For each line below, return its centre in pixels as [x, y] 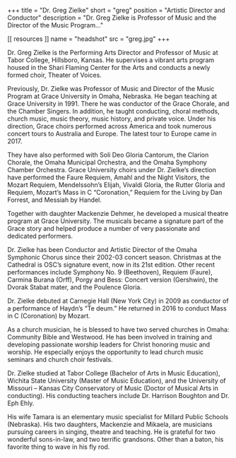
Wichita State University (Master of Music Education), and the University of [117, 381]
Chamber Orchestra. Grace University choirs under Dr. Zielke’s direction [112, 170]
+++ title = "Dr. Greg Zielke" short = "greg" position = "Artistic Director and [116, 10]
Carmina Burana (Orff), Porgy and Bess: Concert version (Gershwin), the [113, 279]
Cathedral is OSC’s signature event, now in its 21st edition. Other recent [111, 265]
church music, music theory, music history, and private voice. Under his [112, 119]
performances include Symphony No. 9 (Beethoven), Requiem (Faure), [110, 272]
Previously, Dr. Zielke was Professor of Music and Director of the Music [111, 89]
